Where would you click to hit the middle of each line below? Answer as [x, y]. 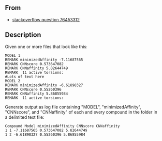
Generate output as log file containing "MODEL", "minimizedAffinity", [73, 107]
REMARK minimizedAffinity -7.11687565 [44, 60]
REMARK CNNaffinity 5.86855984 [37, 94]
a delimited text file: [25, 117]
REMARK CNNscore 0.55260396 [33, 89]
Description [23, 35]
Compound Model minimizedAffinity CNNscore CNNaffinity [62, 126]
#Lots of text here [25, 77]
